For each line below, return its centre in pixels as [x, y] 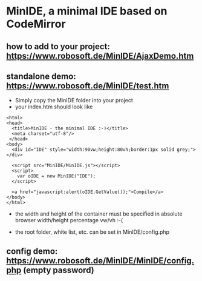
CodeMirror [36, 24]
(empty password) [59, 270]
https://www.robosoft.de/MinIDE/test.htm [88, 86]
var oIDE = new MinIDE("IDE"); [57, 176]
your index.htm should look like [54, 107]
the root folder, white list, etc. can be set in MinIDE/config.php [92, 232]
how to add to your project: [58, 46]
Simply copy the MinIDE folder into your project [74, 101]
